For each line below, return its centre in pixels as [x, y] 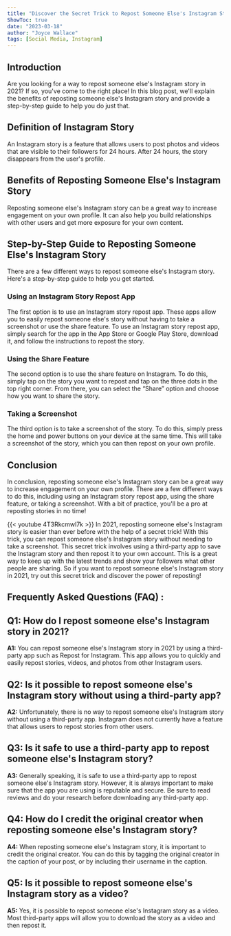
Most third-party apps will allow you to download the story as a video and [111, 917]
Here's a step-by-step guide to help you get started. [81, 279]
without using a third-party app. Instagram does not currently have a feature [115, 719]
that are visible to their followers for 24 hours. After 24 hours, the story [107, 151]
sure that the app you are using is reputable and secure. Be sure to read [109, 790]
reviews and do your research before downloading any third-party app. [108, 797]
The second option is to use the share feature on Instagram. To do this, [108, 374]
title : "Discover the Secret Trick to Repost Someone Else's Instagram [112, 13]
